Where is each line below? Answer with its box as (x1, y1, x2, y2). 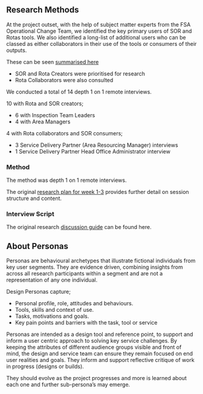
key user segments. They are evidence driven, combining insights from (6, 263, 183, 271)
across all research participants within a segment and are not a (6, 270, 163, 277)
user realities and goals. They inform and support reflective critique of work (6, 357, 195, 364)
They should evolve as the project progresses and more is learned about (6, 375, 187, 382)
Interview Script (6, 210, 54, 218)
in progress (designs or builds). (6, 363, 85, 370)
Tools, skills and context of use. (14, 306, 94, 314)
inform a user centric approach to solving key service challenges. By (6, 337, 177, 344)
